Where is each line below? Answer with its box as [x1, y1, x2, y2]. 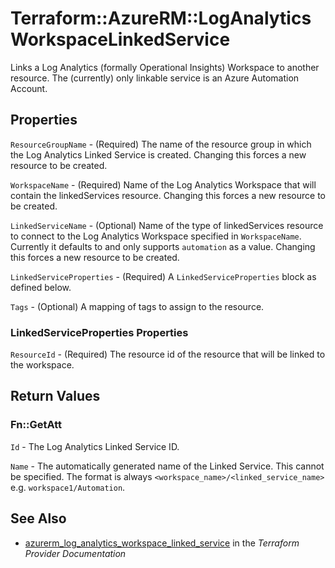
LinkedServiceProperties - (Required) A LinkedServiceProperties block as [10, 270, 317, 282]
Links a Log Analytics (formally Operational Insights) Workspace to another [10, 61, 320, 73]
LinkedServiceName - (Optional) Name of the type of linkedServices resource [10, 219, 324, 231]
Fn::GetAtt [10, 418, 62, 432]
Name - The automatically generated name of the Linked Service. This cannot [10, 460, 325, 472]
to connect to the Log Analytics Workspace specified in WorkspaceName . [10, 230, 302, 242]
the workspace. [10, 359, 75, 371]
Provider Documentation [24, 547, 127, 559]
